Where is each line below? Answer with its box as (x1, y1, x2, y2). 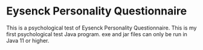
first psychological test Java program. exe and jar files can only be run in (6, 30, 187, 37)
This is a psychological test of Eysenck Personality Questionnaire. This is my (6, 24, 197, 31)
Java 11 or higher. (6, 37, 50, 44)
